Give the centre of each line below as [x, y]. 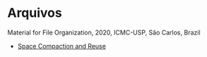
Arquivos [35, 13]
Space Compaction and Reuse [61, 46]
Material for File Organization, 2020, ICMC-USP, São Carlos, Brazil [104, 32]
